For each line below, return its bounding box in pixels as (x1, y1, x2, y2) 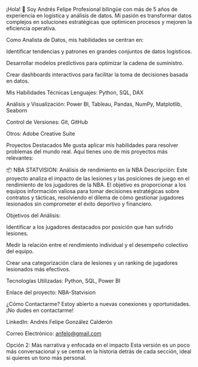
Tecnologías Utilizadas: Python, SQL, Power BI (6, 277, 121, 284)
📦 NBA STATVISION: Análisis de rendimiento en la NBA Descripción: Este (6, 166, 188, 173)
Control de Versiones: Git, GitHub (6, 118, 89, 126)
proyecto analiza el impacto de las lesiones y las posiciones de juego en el (6, 175, 190, 182)
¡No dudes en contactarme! (6, 307, 74, 314)
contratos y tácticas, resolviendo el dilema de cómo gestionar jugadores (6, 194, 184, 201)
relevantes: (6, 154, 34, 161)
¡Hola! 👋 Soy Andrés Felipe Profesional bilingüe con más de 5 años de (6, 6, 178, 13)
